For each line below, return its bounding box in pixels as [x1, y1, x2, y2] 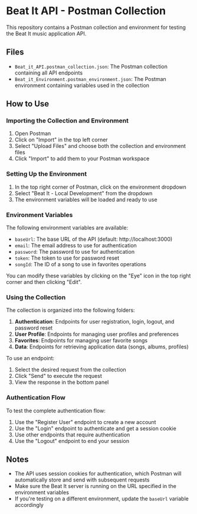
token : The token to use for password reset [14, 254, 120, 261]
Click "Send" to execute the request [14, 373, 102, 380]
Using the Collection [6, 293, 66, 301]
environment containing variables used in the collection [14, 82, 149, 89]
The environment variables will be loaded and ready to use [14, 196, 157, 203]
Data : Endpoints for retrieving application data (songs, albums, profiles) [14, 343, 189, 350]
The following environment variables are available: [6, 224, 129, 231]
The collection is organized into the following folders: [6, 306, 135, 314]
